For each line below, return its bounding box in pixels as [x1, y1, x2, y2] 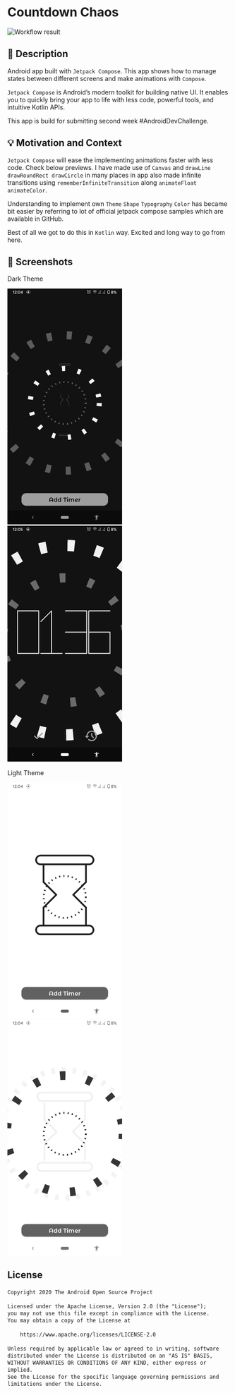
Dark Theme [7, 274, 44, 283]
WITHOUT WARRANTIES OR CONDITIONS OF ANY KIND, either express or [7, 1359, 207, 1366]
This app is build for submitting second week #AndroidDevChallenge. [7, 116, 210, 125]
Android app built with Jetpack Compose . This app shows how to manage [7, 66, 217, 75]
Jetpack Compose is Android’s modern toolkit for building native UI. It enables [7, 87, 229, 96]
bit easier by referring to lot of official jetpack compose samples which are [7, 207, 224, 215]
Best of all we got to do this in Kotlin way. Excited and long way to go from [7, 228, 226, 236]
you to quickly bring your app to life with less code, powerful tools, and [7, 95, 214, 104]
